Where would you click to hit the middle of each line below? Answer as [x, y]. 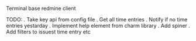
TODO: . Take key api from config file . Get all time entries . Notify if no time [97, 19]
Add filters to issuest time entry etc [48, 32]
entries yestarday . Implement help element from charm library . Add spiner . [98, 26]
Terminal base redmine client [41, 8]
